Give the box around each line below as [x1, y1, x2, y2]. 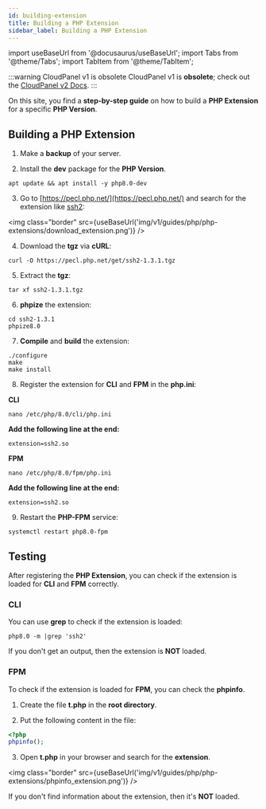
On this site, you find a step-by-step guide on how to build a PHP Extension [8, 96, 259, 106]
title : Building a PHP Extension [8, 19, 119, 27]
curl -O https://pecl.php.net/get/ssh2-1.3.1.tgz [8, 256, 176, 265]
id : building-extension [8, 11, 87, 20]
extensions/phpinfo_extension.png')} [8, 776, 129, 786]
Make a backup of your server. [19, 149, 121, 158]
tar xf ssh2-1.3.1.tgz [8, 286, 83, 295]
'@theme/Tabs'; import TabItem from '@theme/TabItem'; [8, 57, 194, 66]
